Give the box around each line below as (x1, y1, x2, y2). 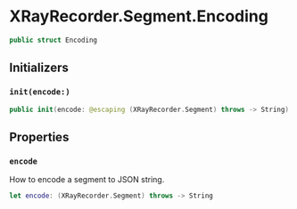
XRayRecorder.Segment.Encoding (9, 6, 269, 27)
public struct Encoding (9, 36, 98, 44)
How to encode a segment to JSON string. (9, 174, 165, 185)
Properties (9, 129, 70, 144)
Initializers (9, 60, 70, 76)
